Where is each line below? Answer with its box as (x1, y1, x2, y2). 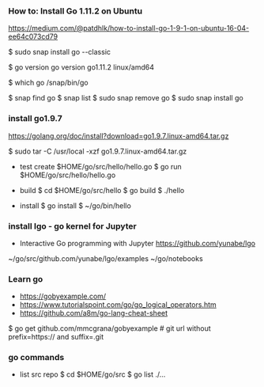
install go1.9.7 (8, 113, 62, 124)
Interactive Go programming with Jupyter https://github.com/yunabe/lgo (19, 238, 255, 248)
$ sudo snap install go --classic (8, 47, 111, 57)
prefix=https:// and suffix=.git (8, 332, 104, 342)
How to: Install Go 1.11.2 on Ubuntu (8, 6, 143, 17)
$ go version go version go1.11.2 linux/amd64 (8, 63, 154, 72)
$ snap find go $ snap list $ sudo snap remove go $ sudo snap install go (8, 93, 243, 103)
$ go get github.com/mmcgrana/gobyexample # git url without (8, 324, 211, 333)
